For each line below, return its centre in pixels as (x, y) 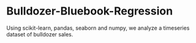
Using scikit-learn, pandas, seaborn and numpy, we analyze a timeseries (98, 28)
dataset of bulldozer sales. (40, 34)
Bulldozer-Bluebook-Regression (90, 11)
